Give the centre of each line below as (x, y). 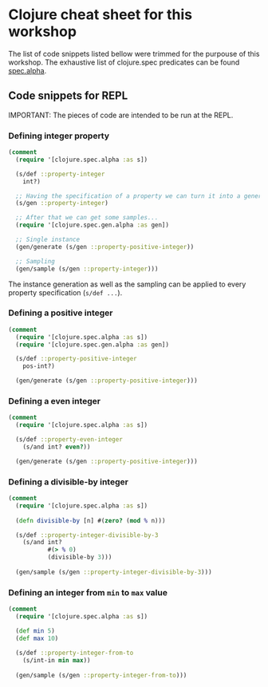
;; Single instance (48, 240)
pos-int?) (39, 366)
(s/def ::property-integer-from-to (75, 653)
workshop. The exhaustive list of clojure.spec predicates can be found (124, 62)
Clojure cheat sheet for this (100, 15)
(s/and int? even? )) (57, 447)
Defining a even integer (55, 401)
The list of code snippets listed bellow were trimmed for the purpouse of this (134, 53)
